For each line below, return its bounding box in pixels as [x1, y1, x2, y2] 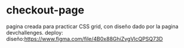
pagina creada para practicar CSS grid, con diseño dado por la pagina [6, 23, 179, 30]
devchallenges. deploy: [6, 29, 64, 36]
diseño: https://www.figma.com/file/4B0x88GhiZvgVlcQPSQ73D [6, 35, 163, 42]
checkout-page [6, 4, 85, 17]
